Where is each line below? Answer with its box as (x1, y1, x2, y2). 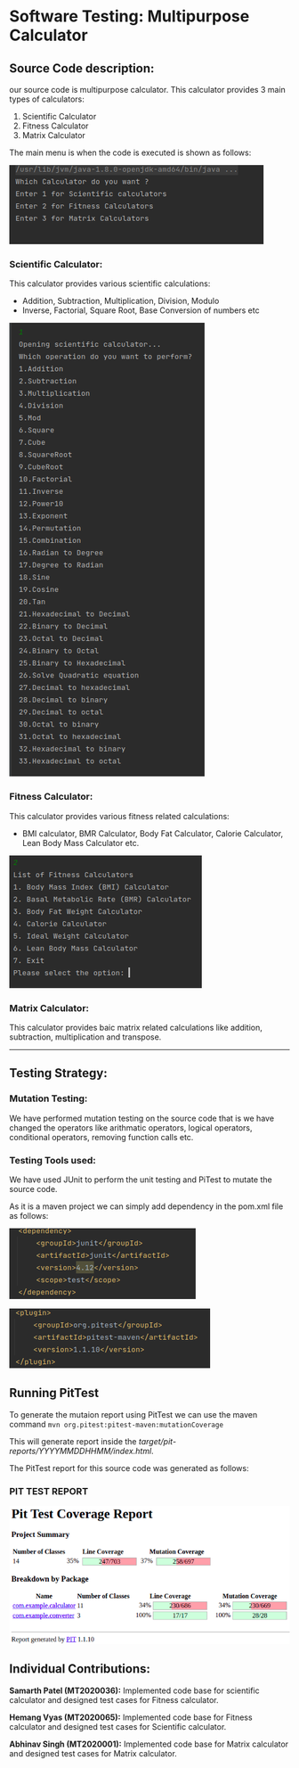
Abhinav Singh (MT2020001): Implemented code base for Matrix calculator (9, 1739, 289, 1749)
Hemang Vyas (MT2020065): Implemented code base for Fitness (9, 1712, 253, 1723)
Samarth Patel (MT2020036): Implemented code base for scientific (9, 1685, 260, 1696)
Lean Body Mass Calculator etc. (21, 837, 140, 848)
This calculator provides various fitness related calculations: (9, 810, 230, 821)
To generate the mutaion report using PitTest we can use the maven (9, 1409, 258, 1419)
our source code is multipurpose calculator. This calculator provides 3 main (9, 85, 287, 95)
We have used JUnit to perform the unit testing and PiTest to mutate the (9, 1174, 273, 1185)
